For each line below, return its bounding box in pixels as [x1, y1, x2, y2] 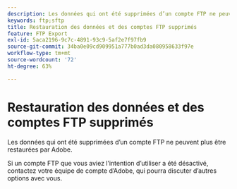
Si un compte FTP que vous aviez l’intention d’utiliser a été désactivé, [7, 159, 209, 167]
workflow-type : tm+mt [7, 50, 71, 57]
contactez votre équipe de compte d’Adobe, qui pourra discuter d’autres [7, 166, 217, 175]
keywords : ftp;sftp [7, 17, 65, 24]
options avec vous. [7, 173, 62, 182]
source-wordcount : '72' [7, 56, 78, 63]
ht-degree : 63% [7, 63, 52, 70]
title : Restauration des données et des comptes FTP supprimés [7, 23, 197, 30]
